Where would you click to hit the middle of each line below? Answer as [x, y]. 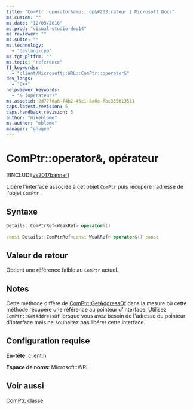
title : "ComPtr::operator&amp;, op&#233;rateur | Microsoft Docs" [91, 12]
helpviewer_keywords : [33, 90]
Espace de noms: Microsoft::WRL [48, 367]
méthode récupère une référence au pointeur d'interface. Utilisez [86, 310]
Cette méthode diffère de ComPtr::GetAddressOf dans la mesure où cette [96, 303]
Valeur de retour [37, 255]
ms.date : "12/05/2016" [34, 23]
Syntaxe [22, 212]
